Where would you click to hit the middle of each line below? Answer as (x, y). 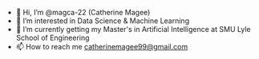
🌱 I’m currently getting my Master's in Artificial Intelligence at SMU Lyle (133, 29)
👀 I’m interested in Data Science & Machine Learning (103, 21)
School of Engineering (53, 37)
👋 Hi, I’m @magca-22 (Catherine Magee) (83, 12)
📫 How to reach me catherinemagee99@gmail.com (102, 47)
